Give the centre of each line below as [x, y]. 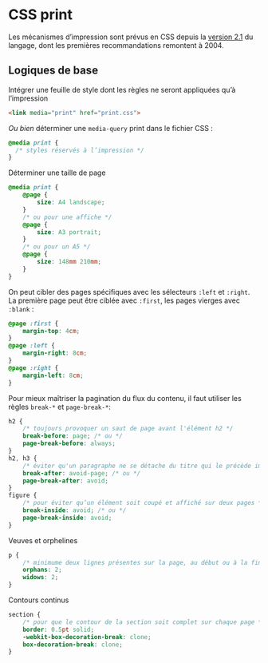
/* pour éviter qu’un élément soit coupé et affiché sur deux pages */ [144, 503]
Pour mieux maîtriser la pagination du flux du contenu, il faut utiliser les [125, 398]
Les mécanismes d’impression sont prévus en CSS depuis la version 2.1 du [131, 37]
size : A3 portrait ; [69, 232]
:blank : [21, 308]
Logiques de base [53, 71]
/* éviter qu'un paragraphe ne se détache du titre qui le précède [137, 466]
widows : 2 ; [41, 578]
